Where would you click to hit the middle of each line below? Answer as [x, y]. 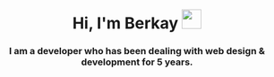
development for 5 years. [137, 62]
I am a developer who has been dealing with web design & [137, 51]
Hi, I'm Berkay [125, 23]
